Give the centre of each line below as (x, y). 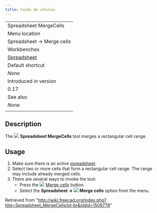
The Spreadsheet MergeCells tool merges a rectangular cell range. (76, 136)
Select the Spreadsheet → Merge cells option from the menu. (84, 191)
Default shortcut (26, 65)
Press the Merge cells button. (52, 185)
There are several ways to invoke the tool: (54, 179)
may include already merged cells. (47, 174)
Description (23, 124)
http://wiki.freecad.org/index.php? (72, 200)
